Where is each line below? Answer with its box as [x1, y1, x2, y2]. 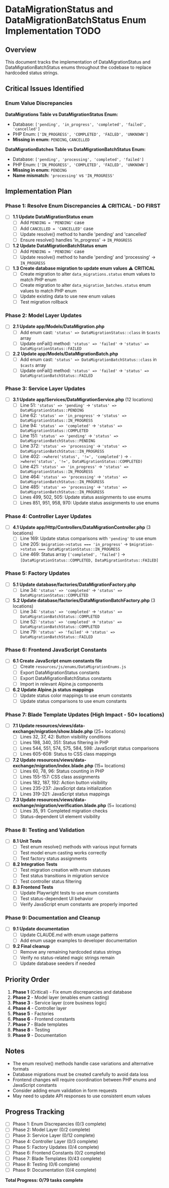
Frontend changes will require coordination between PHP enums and [12, 1077, 156, 1083]
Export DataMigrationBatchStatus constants [20, 675, 112, 681]
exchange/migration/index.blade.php [12, 762, 94, 768]
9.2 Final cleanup [12, 943, 50, 949]
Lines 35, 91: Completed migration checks [20, 808, 108, 814]
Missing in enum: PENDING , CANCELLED [12, 136, 90, 142]
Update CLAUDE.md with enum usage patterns [20, 932, 118, 938]
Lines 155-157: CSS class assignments [20, 774, 100, 780]
